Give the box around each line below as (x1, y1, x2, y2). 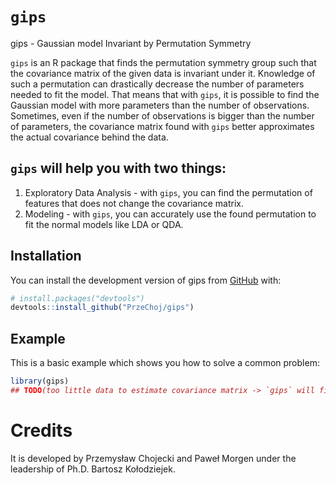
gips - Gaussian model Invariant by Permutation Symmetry (10, 37, 252, 49)
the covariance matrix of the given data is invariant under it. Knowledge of (10, 67, 316, 79)
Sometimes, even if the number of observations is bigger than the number (10, 109, 315, 122)
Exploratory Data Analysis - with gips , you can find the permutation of (24, 186, 313, 198)
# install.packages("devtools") (10, 293, 145, 303)
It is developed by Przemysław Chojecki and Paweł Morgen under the (10, 452, 297, 464)
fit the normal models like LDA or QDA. (24, 218, 184, 230)
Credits (10, 419, 73, 442)
